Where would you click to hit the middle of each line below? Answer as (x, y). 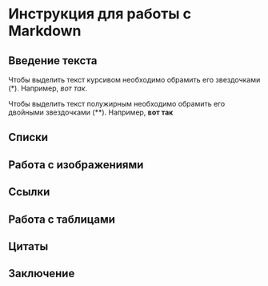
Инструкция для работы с (100, 14)
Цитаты (28, 246)
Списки (28, 137)
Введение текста (53, 60)
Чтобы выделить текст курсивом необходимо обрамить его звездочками (134, 80)
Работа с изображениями (76, 165)
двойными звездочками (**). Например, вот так (91, 112)
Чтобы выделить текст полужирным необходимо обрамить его (117, 104)
